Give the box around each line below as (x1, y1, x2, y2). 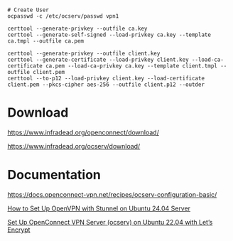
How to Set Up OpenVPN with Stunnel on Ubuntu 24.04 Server (7, 204, 190, 213)
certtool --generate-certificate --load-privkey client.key (7, 56, 190, 63)
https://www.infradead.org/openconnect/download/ (7, 128, 160, 137)
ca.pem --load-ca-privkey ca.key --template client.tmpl (45, 63, 218, 70)
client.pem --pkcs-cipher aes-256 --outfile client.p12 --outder (7, 81, 205, 88)
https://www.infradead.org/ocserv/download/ (7, 142, 141, 151)
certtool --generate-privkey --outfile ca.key (7, 25, 148, 33)
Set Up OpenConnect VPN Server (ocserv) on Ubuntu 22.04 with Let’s (7, 218, 213, 227)
